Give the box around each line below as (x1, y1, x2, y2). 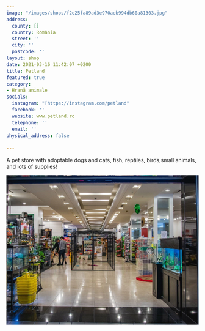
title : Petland (6, 68, 45, 74)
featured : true (6, 74, 45, 81)
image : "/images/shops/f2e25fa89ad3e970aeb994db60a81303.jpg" (6, 10, 168, 16)
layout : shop (6, 55, 40, 61)
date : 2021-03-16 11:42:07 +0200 (6, 61, 92, 67)
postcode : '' (12, 49, 45, 55)
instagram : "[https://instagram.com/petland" (12, 100, 130, 106)
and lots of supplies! (6, 163, 57, 171)
